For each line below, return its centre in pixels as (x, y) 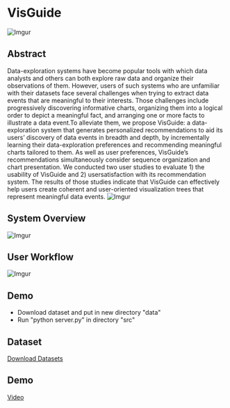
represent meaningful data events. (56, 196)
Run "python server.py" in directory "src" (76, 320)
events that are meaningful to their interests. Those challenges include (108, 100)
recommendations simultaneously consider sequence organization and (109, 159)
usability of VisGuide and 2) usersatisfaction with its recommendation (107, 174)
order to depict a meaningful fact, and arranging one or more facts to (106, 115)
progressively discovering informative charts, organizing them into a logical (115, 108)
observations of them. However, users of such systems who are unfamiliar (114, 86)
